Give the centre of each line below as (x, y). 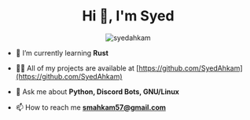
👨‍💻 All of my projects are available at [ (77, 68)
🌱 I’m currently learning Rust (62, 53)
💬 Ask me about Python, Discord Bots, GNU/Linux (97, 91)
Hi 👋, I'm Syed (128, 16)
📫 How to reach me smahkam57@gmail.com (91, 107)
